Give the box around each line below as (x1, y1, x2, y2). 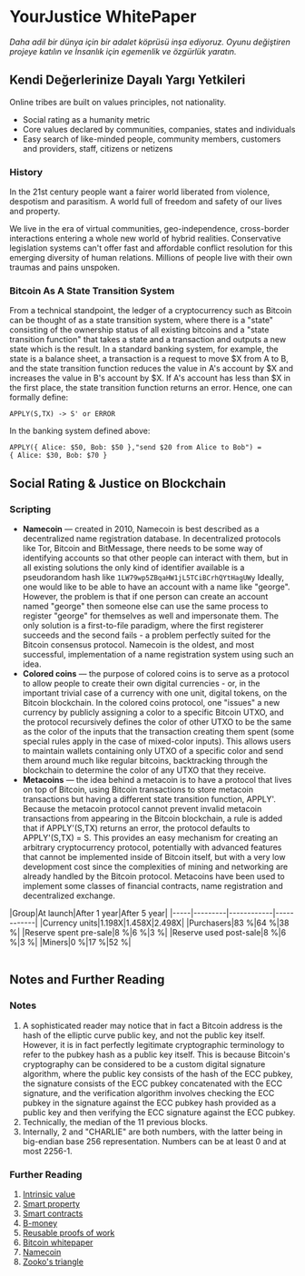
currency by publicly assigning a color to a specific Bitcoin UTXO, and (22, 707, 284, 718)
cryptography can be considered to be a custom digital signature (22, 1058, 266, 1069)
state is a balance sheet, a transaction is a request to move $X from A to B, (9, 353, 289, 364)
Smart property (22, 1199, 80, 1210)
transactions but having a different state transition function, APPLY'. (22, 794, 277, 805)
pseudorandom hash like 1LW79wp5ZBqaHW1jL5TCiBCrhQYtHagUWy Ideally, (22, 572, 284, 583)
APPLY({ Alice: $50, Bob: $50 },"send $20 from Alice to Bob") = (9, 443, 261, 452)
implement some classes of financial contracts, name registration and (22, 881, 283, 892)
